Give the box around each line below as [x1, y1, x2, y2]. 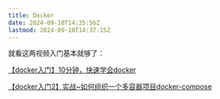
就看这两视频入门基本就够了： [8, 49, 104, 58]
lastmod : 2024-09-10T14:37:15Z [8, 26, 111, 34]
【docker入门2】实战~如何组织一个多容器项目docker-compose [8, 82, 212, 91]
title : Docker [8, 11, 55, 20]
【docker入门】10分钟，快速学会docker [8, 65, 137, 75]
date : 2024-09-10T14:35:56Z [8, 19, 101, 27]
